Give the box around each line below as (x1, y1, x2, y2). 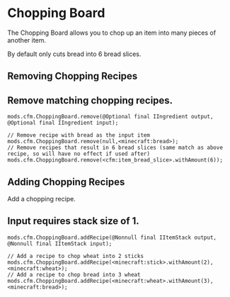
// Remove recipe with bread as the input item (7, 132, 151, 139)
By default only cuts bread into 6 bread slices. (7, 50, 142, 58)
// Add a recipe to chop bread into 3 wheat (7, 271, 141, 278)
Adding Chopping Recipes (7, 176, 125, 188)
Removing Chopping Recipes (7, 70, 138, 82)
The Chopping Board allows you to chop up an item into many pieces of (7, 28, 217, 37)
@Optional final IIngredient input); (7, 119, 119, 127)
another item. (7, 35, 47, 44)
